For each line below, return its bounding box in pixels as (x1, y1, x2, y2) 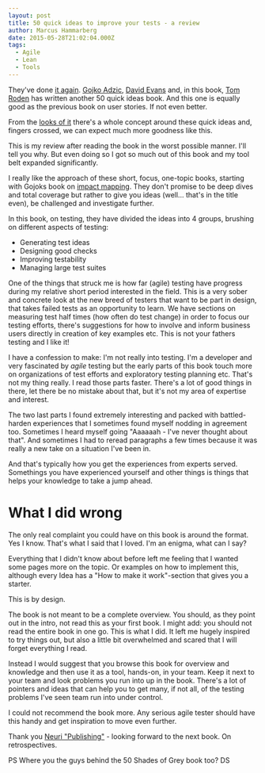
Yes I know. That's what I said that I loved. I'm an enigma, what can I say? (8, 538, 247, 548)
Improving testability (19, 254, 87, 264)
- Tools (15, 63, 41, 71)
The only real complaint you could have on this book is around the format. (8, 530, 249, 539)
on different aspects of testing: (8, 222, 109, 232)
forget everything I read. (8, 643, 88, 652)
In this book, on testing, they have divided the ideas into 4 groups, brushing (8, 213, 255, 223)
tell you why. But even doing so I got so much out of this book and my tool (8, 149, 250, 159)
